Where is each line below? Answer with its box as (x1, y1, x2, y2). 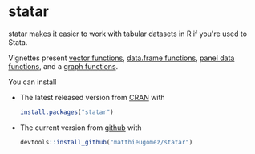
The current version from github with (19, 123, 142, 132)
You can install (8, 77, 57, 87)
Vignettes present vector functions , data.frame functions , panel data (8, 53, 235, 63)
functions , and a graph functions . (8, 61, 119, 71)
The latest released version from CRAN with (19, 92, 166, 102)
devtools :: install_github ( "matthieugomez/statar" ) (19, 138, 193, 146)
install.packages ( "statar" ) (19, 107, 114, 116)
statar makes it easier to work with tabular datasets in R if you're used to (8, 29, 247, 38)
